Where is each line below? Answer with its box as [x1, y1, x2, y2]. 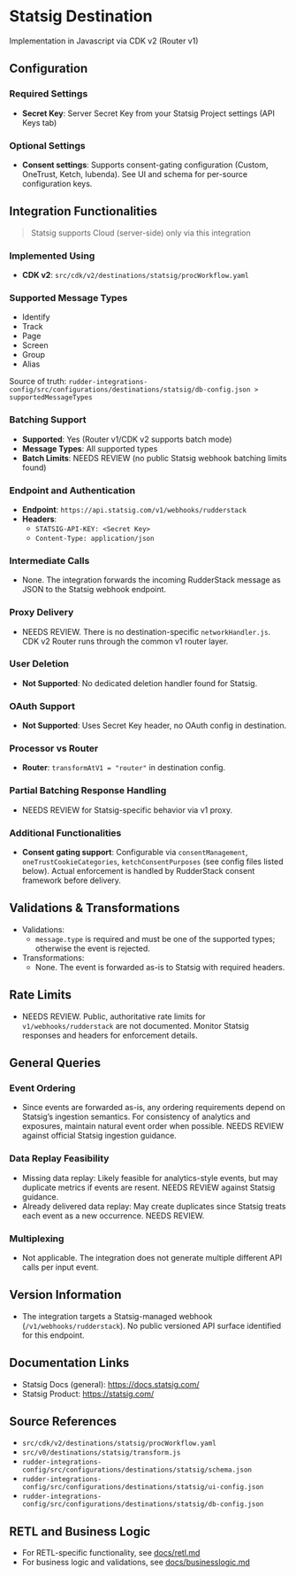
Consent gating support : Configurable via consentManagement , [21, 847, 248, 857]
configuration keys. [21, 178, 93, 189]
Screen [21, 340, 49, 351]
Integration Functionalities [9, 204, 157, 219]
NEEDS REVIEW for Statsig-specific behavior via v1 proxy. [21, 804, 233, 815]
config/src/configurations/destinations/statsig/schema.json [21, 1465, 253, 1475]
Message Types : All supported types [21, 443, 158, 453]
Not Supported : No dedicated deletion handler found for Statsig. [21, 677, 258, 688]
